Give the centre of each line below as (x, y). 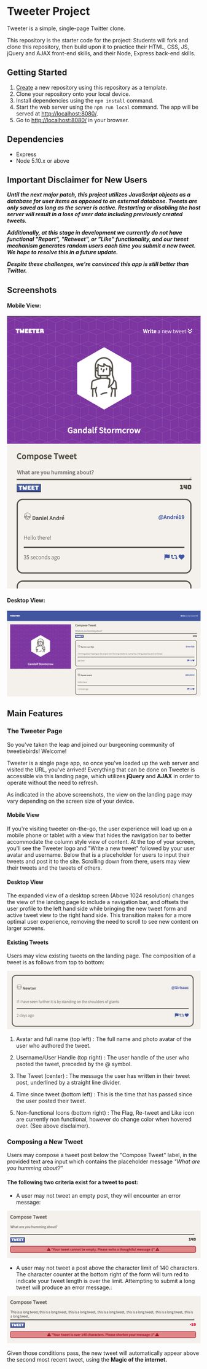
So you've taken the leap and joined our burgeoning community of (91, 744)
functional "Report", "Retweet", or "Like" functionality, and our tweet (98, 239)
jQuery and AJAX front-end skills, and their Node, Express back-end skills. (101, 53)
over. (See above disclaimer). (53, 1126)
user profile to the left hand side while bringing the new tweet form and (97, 909)
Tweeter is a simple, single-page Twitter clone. (66, 28)
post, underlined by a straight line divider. (68, 1082)
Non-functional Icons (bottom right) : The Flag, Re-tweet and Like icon (105, 1112)
